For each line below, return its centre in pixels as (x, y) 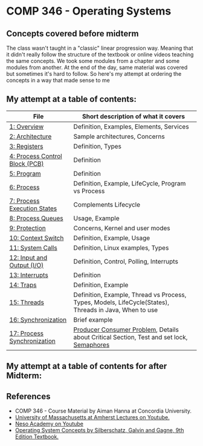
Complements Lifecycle (107, 204)
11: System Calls (33, 248)
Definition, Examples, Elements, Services (131, 127)
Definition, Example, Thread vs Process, (130, 295)
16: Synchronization (38, 319)
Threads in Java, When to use (116, 310)
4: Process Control (36, 156)
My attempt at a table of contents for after (87, 366)
